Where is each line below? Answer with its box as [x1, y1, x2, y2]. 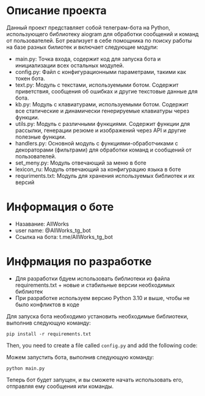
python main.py [6, 365, 45, 372]
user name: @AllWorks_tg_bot [15, 227, 92, 234]
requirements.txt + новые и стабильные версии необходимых [15, 281, 175, 288]
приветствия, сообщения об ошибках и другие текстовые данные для [15, 87, 198, 95]
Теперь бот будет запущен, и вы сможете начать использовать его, [6, 376, 184, 383]
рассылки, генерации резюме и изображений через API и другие [15, 127, 187, 134]
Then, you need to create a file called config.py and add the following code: [6, 342, 198, 349]
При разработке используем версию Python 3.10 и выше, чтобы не [15, 294, 190, 301]
